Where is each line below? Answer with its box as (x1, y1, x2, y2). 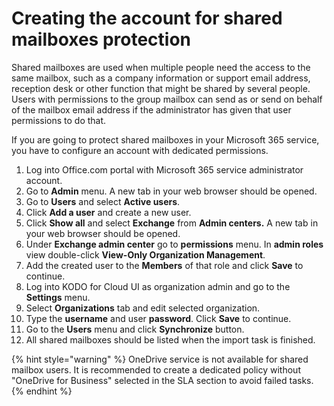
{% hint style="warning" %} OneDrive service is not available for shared (11, 353, 309, 365)
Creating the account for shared (11, 7, 283, 30)
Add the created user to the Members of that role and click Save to (25, 259, 304, 271)
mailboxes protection (11, 28, 192, 51)
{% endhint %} (11, 385, 73, 397)
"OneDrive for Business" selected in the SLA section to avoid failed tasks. (11, 374, 314, 386)
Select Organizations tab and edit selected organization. (25, 302, 261, 314)
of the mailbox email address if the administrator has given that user (11, 103, 292, 116)
